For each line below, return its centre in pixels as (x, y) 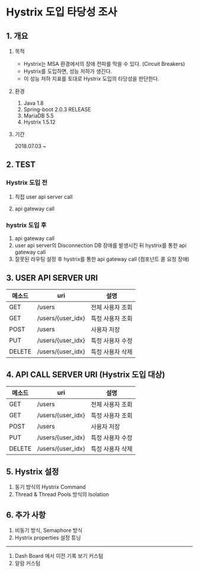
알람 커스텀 (28, 563)
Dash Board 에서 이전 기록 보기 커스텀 (59, 556)
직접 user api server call (44, 197)
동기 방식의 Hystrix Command (50, 487)
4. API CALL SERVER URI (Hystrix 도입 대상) (86, 375)
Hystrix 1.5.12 (39, 122)
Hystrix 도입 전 (27, 183)
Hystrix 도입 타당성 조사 (62, 12)
